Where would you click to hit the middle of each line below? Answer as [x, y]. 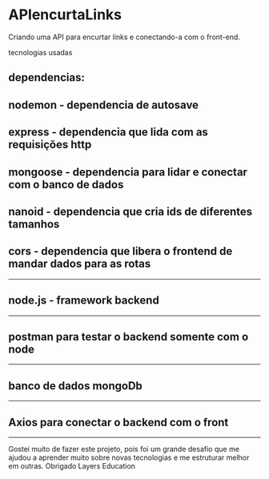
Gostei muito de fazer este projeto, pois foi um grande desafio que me [124, 449]
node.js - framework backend [84, 301]
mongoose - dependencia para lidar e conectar [128, 172]
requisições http [50, 145]
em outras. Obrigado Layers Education [72, 465]
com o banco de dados [66, 185]
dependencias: [47, 78]
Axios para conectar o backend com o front [118, 422]
